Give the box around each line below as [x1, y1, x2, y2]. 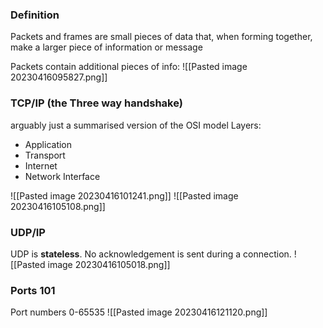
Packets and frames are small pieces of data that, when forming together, [10, 31, 313, 43]
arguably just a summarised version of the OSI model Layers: [10, 119, 262, 131]
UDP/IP [10, 225, 46, 239]
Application [24, 138, 73, 150]
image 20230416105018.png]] [47, 258, 171, 270]
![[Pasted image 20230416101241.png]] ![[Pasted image [10, 189, 239, 202]
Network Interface [24, 170, 101, 182]
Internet [24, 159, 58, 172]
